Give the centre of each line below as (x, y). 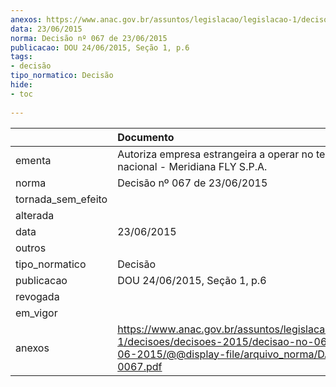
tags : (21, 57)
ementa (33, 160)
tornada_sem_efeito (61, 199)
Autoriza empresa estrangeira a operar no (215, 154)
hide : (21, 85)
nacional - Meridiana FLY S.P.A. (192, 166)
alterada (35, 215)
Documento (146, 137)
